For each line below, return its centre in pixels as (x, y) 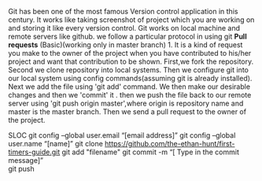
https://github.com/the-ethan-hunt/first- (170, 144)
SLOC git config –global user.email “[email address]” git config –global (122, 135)
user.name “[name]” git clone (56, 144)
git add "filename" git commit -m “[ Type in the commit (151, 152)
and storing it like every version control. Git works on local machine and (124, 28)
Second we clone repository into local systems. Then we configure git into (129, 70)
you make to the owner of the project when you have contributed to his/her (130, 53)
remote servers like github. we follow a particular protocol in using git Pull (127, 36)
